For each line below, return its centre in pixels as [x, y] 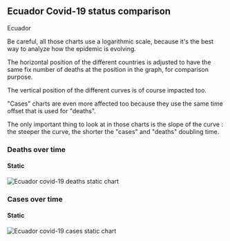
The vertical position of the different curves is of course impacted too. [107, 90]
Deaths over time [37, 149]
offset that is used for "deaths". [52, 110]
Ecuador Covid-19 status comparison [89, 11]
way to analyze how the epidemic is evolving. [72, 48]
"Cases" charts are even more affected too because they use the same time [115, 104]
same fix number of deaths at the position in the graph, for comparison [108, 69]
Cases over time [35, 199]
